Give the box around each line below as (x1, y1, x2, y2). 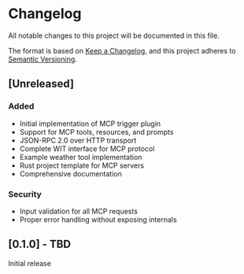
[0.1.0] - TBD (8, 238, 71, 251)
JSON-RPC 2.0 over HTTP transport (19, 135, 137, 145)
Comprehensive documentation (19, 168, 122, 178)
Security (8, 188, 42, 199)
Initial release (8, 258, 51, 268)
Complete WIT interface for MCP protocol (19, 143, 155, 154)
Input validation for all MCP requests (19, 206, 138, 216)
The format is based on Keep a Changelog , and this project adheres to (8, 46, 236, 55)
